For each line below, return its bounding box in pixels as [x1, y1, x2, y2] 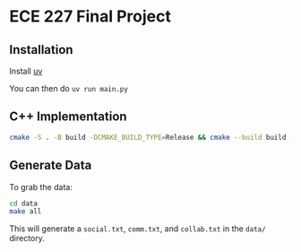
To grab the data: [9, 181, 73, 192]
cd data [9, 199, 39, 208]
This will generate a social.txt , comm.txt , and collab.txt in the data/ [9, 223, 266, 234]
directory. [9, 233, 45, 244]
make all [9, 207, 42, 216]
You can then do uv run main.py [9, 83, 128, 93]
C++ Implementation [9, 109, 127, 125]
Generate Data [9, 158, 92, 173]
